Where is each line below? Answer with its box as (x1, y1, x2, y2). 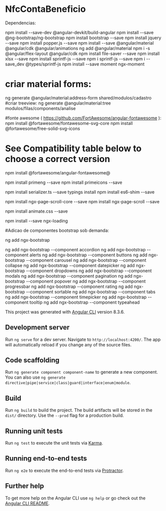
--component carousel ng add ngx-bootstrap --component (26, 257, 147, 263)
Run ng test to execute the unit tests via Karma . (5, 440, 103, 446)
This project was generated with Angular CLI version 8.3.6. (5, 309, 125, 315)
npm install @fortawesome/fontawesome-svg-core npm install (5, 120, 133, 126)
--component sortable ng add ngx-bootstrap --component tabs (26, 288, 156, 294)
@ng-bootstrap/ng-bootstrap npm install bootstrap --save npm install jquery (5, 35, 162, 41)
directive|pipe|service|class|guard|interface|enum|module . (5, 380, 131, 386)
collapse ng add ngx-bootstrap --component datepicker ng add (5, 262, 135, 268)
